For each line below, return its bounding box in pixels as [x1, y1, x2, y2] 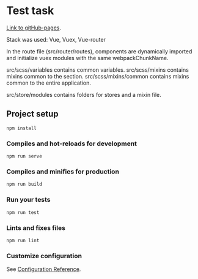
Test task [6, 4, 54, 18]
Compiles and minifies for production [6, 167, 119, 175]
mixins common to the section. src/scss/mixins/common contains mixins [6, 72, 189, 80]
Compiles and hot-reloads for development [6, 139, 137, 148]
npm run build [6, 182, 43, 188]
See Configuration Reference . [6, 266, 81, 273]
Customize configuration [6, 251, 82, 260]
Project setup [6, 109, 59, 120]
